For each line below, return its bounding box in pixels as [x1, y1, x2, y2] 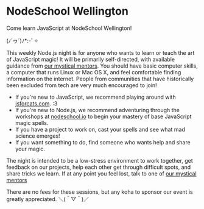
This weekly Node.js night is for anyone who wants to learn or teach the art [6, 49, 195, 56]
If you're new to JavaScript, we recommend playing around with [15, 93, 176, 101]
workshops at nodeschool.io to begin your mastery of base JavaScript [15, 113, 192, 120]
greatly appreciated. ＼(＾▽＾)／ [6, 195, 90, 202]
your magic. [15, 145, 46, 152]
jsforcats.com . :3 [15, 99, 58, 107]
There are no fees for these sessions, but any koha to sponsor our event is [6, 188, 193, 196]
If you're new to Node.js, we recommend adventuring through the [15, 106, 180, 113]
